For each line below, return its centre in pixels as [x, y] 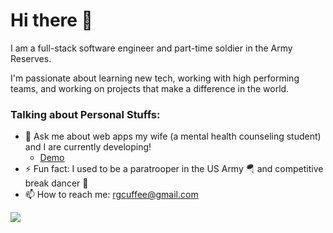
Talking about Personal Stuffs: [85, 114]
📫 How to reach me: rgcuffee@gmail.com [111, 195]
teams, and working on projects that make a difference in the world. [150, 88]
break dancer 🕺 [56, 183]
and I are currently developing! [88, 147]
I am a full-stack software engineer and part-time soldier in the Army [151, 48]
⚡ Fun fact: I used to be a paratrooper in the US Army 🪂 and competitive [174, 169]
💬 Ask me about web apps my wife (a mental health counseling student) [173, 136]
